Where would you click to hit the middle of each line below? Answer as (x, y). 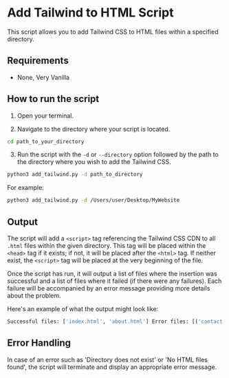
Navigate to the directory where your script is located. (94, 129)
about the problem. (34, 295)
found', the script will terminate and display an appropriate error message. (112, 367)
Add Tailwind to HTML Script (90, 13)
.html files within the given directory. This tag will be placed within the (107, 245)
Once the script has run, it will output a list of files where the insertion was (112, 274)
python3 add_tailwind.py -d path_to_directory (75, 175)
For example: (26, 188)
